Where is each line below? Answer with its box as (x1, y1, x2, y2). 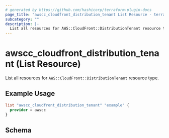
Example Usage (5, 89, 55, 98)
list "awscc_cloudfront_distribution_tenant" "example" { (5, 102, 129, 108)
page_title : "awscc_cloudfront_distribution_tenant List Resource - (5, 12, 152, 17)
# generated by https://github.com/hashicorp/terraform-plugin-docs (5, 7, 152, 13)
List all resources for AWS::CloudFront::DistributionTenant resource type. (5, 75, 159, 81)
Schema (5, 126, 32, 134)
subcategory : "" (5, 17, 39, 22)
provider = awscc (10, 107, 46, 112)
